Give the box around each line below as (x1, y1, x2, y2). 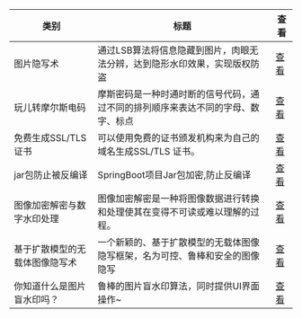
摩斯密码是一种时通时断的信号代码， (97, 88, 252, 100)
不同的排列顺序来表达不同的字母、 (106, 102, 252, 113)
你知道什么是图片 (13, 280, 87, 292)
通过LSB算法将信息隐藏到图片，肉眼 (97, 44, 250, 57)
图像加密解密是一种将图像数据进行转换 (97, 192, 261, 205)
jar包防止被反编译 (13, 169, 88, 181)
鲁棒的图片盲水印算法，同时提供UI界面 (97, 280, 261, 292)
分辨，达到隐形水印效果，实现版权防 (106, 57, 261, 70)
